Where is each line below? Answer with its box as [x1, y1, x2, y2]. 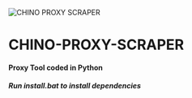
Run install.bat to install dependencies [8, 81, 142, 91]
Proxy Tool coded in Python [8, 63, 104, 72]
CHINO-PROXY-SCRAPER [8, 36, 185, 54]
